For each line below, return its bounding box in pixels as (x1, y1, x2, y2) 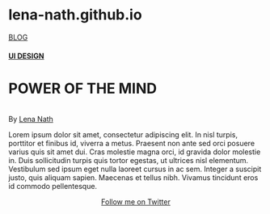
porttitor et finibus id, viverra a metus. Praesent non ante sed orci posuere (8, 139, 255, 149)
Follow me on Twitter (100, 197, 171, 207)
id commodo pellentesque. (8, 182, 98, 191)
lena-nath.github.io (8, 6, 143, 24)
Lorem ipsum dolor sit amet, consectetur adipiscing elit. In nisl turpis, (8, 130, 238, 140)
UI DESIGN (8, 51, 44, 61)
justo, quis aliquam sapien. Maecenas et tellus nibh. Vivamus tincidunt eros (8, 173, 259, 183)
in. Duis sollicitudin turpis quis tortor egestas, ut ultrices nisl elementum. (8, 156, 249, 166)
